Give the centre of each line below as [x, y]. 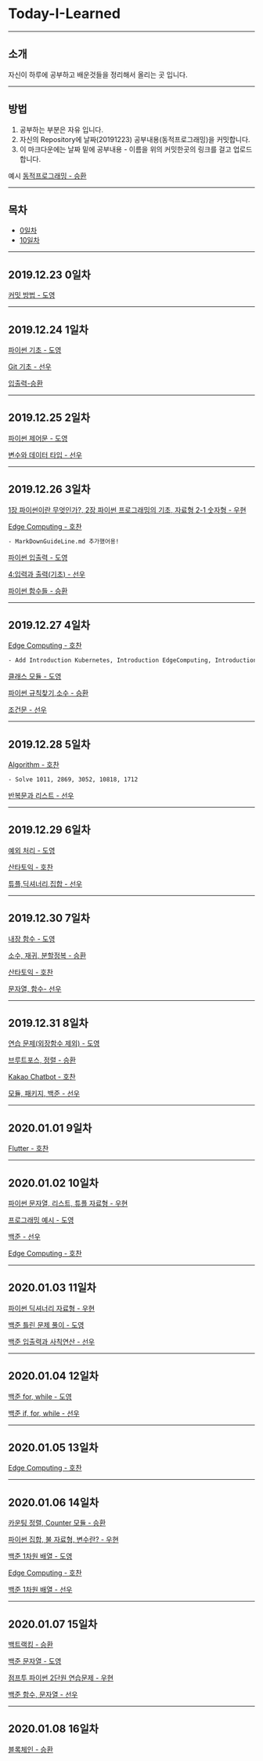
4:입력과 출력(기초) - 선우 [47, 574]
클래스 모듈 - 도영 [35, 677]
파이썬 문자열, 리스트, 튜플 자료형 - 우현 [68, 1203]
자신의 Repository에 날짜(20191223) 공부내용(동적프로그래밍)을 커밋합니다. [135, 139]
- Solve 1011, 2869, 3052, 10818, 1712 [73, 780]
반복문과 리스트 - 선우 [41, 795]
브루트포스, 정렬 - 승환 [42, 1060]
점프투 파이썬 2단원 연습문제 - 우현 [61, 1678]
